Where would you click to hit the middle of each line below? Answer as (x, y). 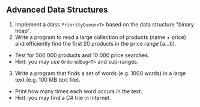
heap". (23, 31)
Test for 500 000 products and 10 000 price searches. (82, 55)
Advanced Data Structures (57, 10)
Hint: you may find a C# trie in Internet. (63, 97)
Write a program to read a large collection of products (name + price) (100, 37)
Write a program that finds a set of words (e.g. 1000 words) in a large (100, 73)
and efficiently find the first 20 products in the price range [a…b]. (95, 43)
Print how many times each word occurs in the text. (79, 91)
